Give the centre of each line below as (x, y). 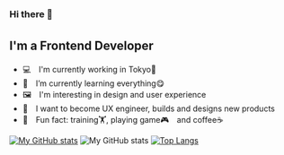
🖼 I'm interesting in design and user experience (114, 94)
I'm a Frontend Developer (82, 46)
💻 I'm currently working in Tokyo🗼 (89, 69)
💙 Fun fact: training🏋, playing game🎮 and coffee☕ (123, 119)
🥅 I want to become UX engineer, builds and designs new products (149, 108)
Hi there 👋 (31, 13)
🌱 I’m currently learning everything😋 (93, 83)
